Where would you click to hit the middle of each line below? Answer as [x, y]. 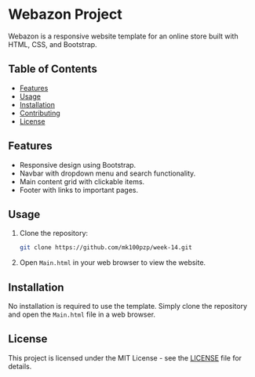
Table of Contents [53, 69]
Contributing [40, 113]
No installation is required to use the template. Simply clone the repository [128, 306]
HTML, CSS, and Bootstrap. [53, 44]
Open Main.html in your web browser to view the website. [113, 263]
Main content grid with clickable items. [82, 181]
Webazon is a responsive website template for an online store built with [123, 36]
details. [20, 366]
